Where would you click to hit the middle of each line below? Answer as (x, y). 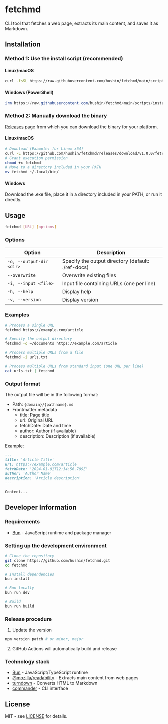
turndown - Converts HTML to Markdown (55, 683)
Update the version (32, 630)
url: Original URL (37, 420)
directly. (13, 200)
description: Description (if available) (58, 436)
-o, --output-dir (28, 262)
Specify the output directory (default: (106, 261)
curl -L (13, 153)
